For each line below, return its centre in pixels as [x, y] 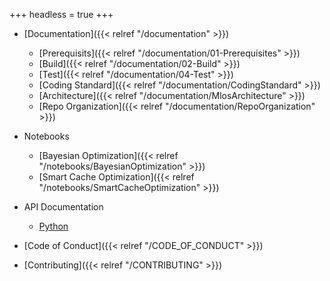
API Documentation [63, 207]
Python [53, 226]
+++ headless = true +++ [61, 14]
